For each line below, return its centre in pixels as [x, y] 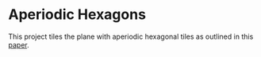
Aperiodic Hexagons [77, 15]
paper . [19, 44]
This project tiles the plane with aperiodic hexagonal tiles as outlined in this [131, 36]
